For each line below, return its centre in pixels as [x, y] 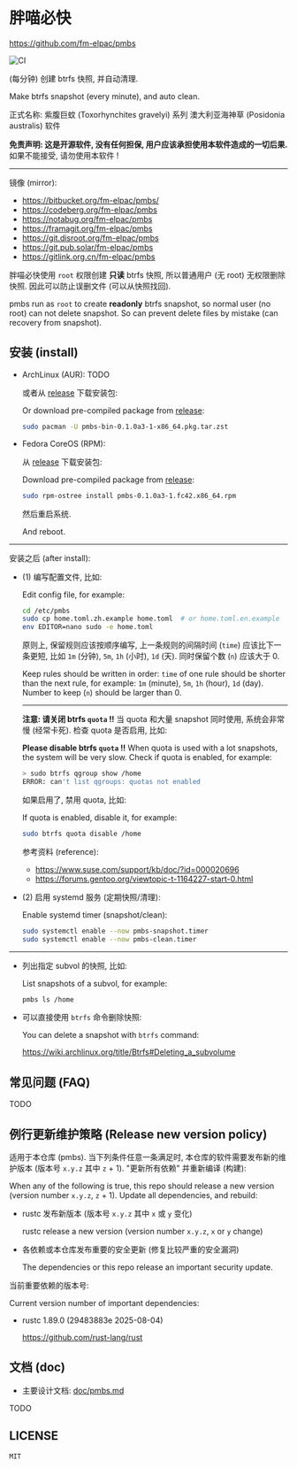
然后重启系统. [46, 513]
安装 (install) [44, 353]
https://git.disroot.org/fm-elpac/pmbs [90, 238]
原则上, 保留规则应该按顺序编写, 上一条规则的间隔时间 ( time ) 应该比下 [148, 645]
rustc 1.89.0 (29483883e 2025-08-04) [92, 1320]
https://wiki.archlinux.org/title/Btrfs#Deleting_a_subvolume [129, 1052]
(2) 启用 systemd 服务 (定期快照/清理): [91, 897]
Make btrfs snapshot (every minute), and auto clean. [105, 96]
